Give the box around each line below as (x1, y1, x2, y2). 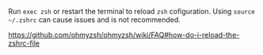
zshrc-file (8, 38, 40, 48)
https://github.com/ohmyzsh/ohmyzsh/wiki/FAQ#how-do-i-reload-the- (8, 31, 240, 39)
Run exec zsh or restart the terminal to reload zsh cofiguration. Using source (8, 7, 255, 16)
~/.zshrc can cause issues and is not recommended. (8, 15, 181, 24)
